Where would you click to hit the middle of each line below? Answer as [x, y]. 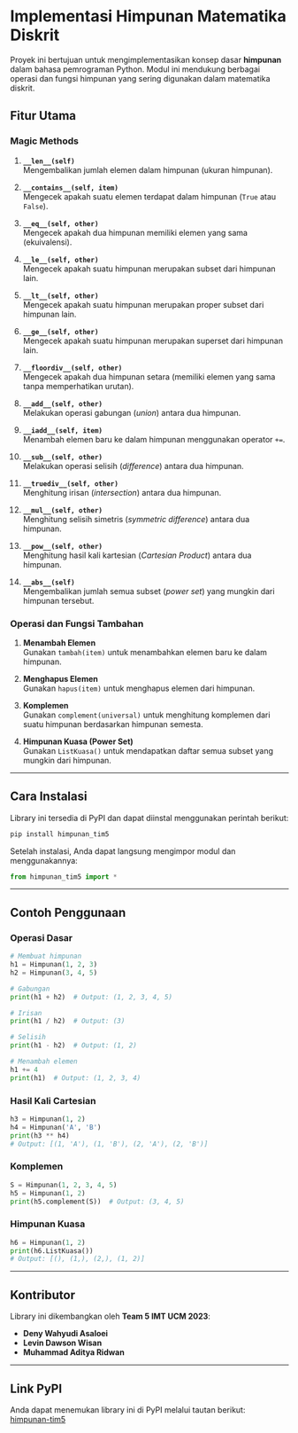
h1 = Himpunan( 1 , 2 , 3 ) [54, 965]
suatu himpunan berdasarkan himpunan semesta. [113, 724]
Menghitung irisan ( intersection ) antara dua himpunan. [122, 492]
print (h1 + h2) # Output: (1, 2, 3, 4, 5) [92, 997]
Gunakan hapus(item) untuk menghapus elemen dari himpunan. [139, 688]
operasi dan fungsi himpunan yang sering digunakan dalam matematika [140, 78]
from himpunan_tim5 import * [64, 877]
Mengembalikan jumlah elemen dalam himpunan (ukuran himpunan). [148, 169]
